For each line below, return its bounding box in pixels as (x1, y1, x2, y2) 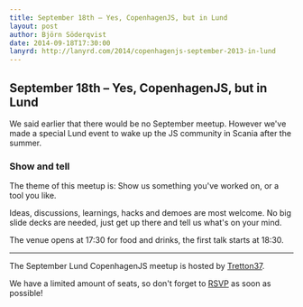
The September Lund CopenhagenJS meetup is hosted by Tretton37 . (9, 261, 265, 272)
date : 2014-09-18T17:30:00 (9, 38, 111, 48)
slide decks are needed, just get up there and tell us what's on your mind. (9, 218, 282, 228)
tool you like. (9, 191, 57, 201)
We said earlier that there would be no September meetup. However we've (9, 118, 287, 129)
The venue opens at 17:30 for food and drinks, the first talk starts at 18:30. (9, 235, 284, 246)
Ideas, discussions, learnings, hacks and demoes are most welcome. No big (9, 208, 291, 219)
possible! (9, 288, 43, 299)
